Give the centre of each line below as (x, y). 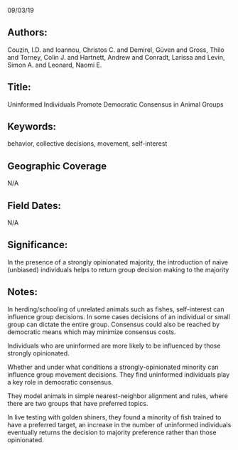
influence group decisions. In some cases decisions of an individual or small (119, 316)
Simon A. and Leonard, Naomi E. (55, 65)
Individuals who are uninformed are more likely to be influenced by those (114, 345)
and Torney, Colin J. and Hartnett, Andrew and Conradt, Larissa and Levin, (116, 57)
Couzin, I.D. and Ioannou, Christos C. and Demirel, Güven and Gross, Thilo (116, 50)
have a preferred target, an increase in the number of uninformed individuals (119, 424)
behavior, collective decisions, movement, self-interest (87, 144)
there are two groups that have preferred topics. (78, 403)
